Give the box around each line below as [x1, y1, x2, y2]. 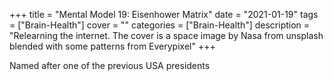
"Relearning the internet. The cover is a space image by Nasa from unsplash [9, 30, 324, 41]
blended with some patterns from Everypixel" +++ [9, 40, 216, 52]
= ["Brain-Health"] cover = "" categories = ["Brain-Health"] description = [9, 19, 311, 31]
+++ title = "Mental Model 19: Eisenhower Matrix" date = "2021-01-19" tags [9, 9, 319, 20]
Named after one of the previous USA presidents [9, 60, 211, 71]
